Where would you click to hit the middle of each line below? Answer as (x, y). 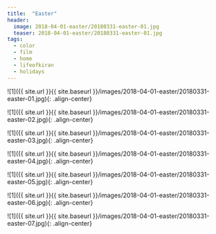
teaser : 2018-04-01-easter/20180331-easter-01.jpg (88, 33)
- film (23, 53)
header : (18, 20)
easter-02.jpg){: (30, 119)
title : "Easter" (32, 13)
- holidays (29, 71)
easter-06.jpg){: (30, 202)
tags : (15, 39)
